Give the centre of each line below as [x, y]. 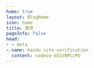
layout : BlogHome [27, 17]
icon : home [20, 22]
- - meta [17, 45]
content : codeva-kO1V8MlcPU [46, 56]
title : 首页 [20, 28]
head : [13, 39]
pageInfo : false [26, 34]
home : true [20, 12]
